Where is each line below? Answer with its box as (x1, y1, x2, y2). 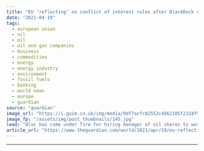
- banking (12, 82, 36, 89)
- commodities (12, 54, 47, 60)
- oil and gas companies (12, 43, 75, 49)
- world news (12, 88, 45, 94)
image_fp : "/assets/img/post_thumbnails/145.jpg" (6, 116, 135, 122)
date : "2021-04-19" (6, 15, 56, 21)
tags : (6, 20, 20, 26)
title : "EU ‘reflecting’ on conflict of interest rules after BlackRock (6, 8, 194, 15)
